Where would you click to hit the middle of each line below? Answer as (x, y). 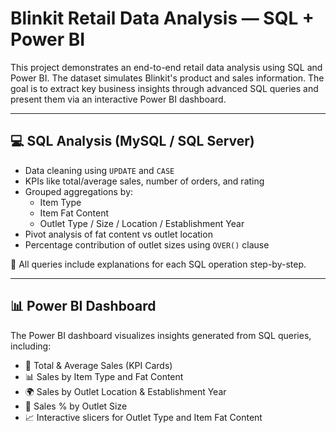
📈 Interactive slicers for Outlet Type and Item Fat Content (143, 417)
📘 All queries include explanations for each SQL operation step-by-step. (158, 264)
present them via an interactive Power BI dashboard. (118, 99)
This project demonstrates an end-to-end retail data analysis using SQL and (166, 67)
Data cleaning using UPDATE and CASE (99, 170)
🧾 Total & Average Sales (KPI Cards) (98, 365)
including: (31, 346)
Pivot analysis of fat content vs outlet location (118, 234)
